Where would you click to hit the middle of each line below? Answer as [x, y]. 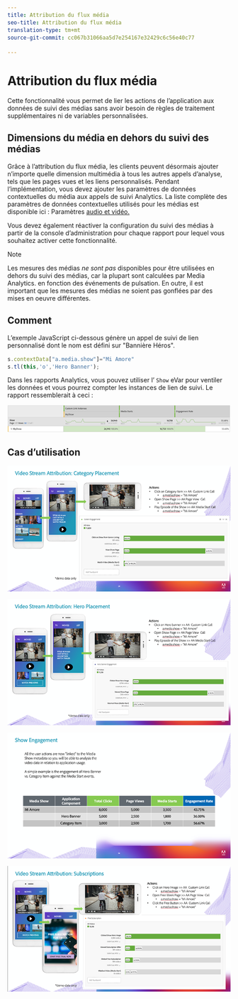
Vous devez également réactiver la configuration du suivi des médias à [110, 225]
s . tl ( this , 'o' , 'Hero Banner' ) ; [53, 367]
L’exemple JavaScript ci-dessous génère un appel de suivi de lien [103, 337]
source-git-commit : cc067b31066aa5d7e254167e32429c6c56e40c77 [101, 38]
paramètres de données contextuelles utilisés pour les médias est [103, 204]
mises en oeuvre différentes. [49, 298]
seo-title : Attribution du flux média [64, 22]
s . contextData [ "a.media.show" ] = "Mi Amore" [71, 359]
